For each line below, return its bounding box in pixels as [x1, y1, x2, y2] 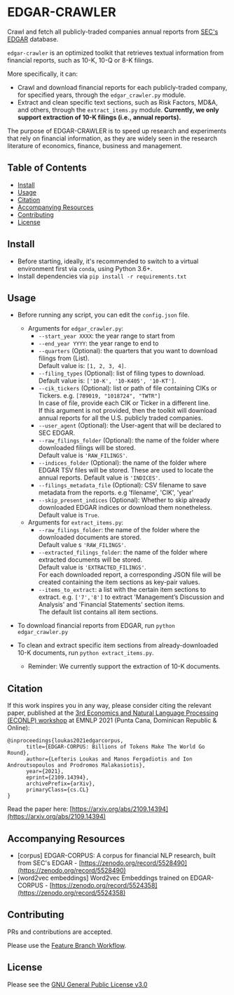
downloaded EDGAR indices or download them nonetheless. [38, 503, 212, 512]
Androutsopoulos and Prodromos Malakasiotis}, [7, 762, 146, 769]
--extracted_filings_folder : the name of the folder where [38, 548, 208, 557]
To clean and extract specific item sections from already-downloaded [17, 641, 219, 650]
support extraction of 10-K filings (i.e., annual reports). [17, 113, 181, 121]
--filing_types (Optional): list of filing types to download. [38, 369, 205, 378]
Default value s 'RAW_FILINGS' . [38, 541, 126, 549]
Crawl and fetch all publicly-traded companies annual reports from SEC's [7, 27, 219, 36]
